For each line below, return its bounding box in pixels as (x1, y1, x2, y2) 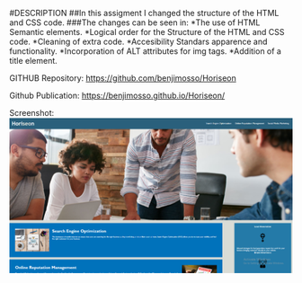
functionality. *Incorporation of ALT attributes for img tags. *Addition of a (9, 46, 281, 57)
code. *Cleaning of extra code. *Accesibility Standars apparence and (9, 36, 268, 47)
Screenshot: (9, 108, 55, 118)
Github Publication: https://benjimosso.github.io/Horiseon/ (9, 90, 226, 101)
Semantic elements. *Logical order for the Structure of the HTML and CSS (9, 27, 285, 37)
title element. (9, 56, 58, 66)
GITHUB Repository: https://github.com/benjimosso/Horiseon (9, 73, 236, 84)
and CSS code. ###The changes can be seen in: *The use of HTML (9, 17, 261, 28)
